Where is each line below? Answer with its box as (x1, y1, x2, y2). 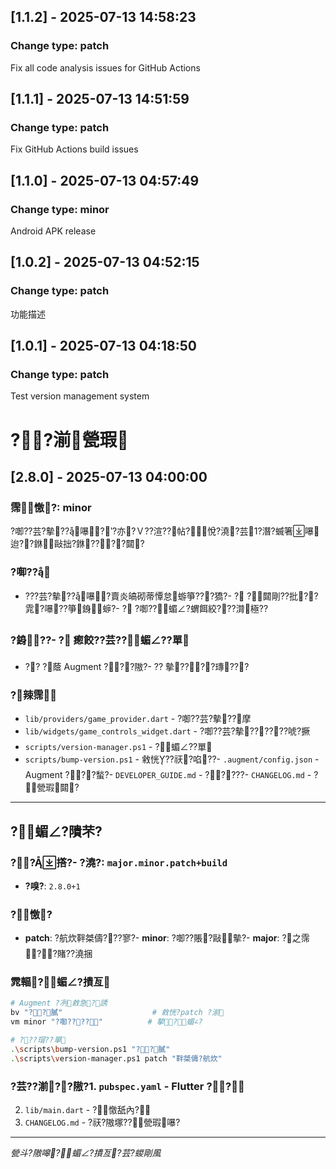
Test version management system (10, 390, 150, 402)
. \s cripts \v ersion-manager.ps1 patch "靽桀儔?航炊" (10, 1053, 223, 1064)
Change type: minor (10, 202, 110, 216)
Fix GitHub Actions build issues (10, 143, 139, 155)
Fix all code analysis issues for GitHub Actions (10, 61, 201, 74)
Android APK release (10, 225, 97, 237)
